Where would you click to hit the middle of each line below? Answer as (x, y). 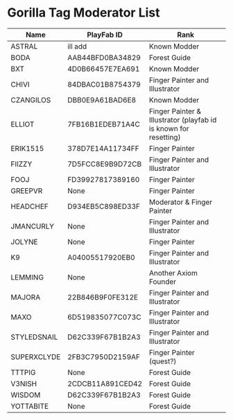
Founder (163, 282)
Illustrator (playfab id (183, 120)
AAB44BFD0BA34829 (104, 57)
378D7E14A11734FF (103, 148)
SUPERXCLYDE (36, 356)
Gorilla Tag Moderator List (84, 13)
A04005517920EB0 (101, 257)
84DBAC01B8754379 (104, 84)
